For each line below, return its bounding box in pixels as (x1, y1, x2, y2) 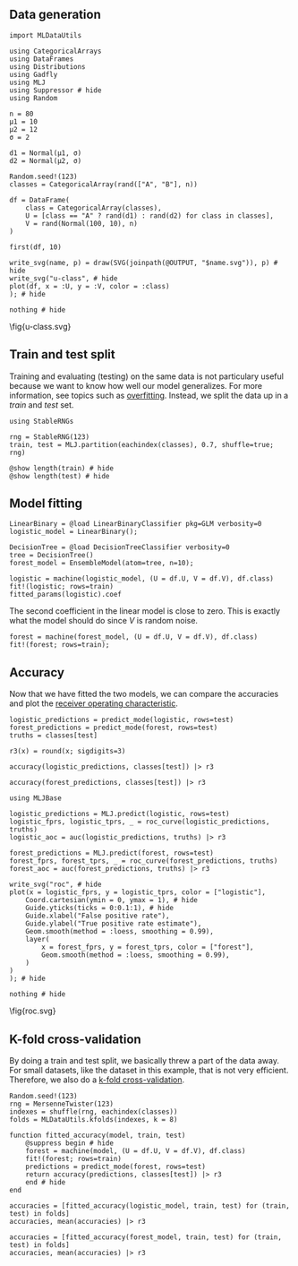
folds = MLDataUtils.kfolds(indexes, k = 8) (9, 1115, 178, 1124)
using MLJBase (9, 794, 63, 803)
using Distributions (9, 62, 87, 71)
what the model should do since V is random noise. (9, 616, 199, 626)
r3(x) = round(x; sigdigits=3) (9, 747, 126, 756)
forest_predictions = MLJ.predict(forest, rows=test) (9, 848, 215, 858)
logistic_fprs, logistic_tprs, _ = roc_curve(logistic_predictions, (9, 817, 270, 827)
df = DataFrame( (9, 195, 70, 204)
